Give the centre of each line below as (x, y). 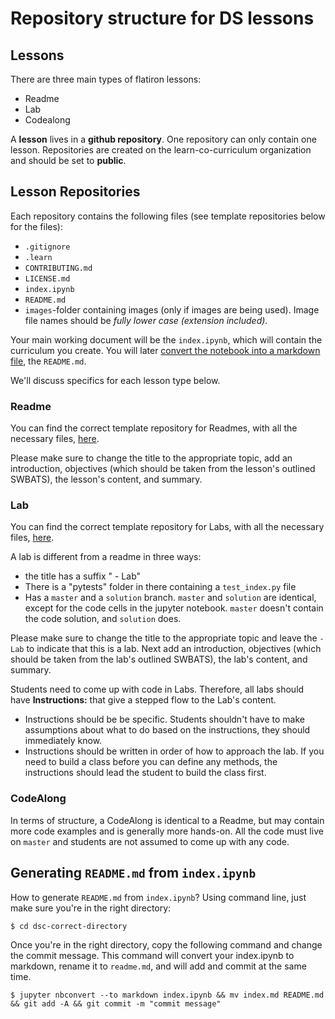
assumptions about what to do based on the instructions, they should (167, 730)
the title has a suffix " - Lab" (83, 576)
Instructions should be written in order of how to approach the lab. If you (174, 751)
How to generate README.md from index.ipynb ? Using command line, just (158, 897)
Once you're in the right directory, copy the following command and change (166, 944)
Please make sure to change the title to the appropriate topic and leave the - (167, 638)
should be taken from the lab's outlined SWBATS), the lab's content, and (159, 659)
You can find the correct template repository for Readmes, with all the (154, 428)
